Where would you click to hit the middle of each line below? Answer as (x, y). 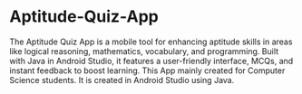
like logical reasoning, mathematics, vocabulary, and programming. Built (144, 51)
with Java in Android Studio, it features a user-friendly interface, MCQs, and (151, 61)
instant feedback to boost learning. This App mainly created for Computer (147, 70)
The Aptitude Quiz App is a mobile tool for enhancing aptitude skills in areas (151, 42)
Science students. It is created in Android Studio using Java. (122, 80)
